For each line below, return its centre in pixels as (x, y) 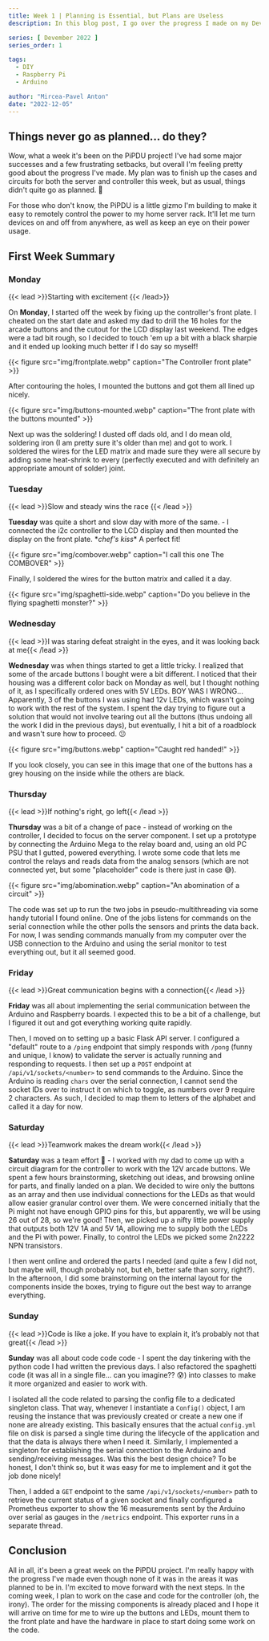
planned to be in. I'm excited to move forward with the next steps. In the (127, 1587)
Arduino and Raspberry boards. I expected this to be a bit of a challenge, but (134, 1014)
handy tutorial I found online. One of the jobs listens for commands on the (130, 918)
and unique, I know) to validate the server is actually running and (115, 1056)
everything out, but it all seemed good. (72, 951)
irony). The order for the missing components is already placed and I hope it (134, 1604)
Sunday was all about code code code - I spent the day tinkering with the (129, 1358)
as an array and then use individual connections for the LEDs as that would (132, 1195)
